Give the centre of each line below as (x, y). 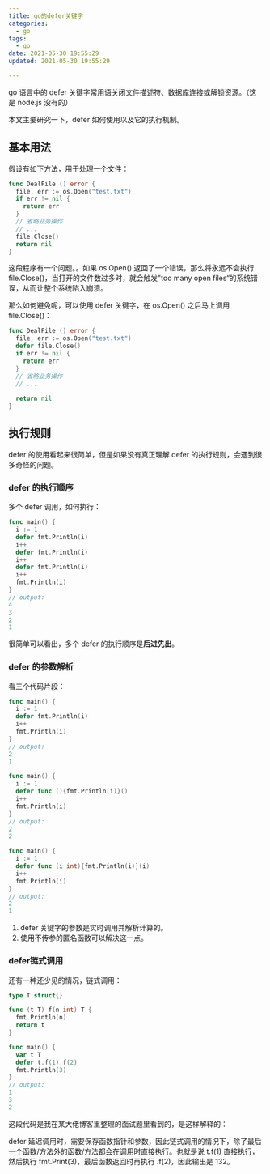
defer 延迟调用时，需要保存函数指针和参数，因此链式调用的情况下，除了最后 (135, 1141)
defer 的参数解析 (41, 667)
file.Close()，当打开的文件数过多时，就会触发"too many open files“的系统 (130, 278)
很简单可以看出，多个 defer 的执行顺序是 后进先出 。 (94, 644)
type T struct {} (36, 995)
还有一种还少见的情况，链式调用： (65, 980)
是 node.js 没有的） (40, 102)
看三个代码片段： (37, 686)
